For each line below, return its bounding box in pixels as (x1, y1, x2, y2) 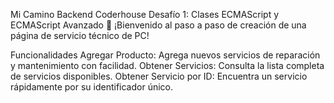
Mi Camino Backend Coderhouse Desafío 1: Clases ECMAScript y (10, 9, 280, 20)
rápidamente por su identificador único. (10, 81, 174, 93)
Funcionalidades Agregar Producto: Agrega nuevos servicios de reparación (10, 49, 321, 61)
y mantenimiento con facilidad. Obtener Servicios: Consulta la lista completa (10, 60, 325, 71)
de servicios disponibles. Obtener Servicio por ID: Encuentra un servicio (10, 70, 308, 82)
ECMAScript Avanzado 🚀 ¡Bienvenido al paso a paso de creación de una (10, 19, 307, 31)
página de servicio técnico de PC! (10, 30, 150, 41)
